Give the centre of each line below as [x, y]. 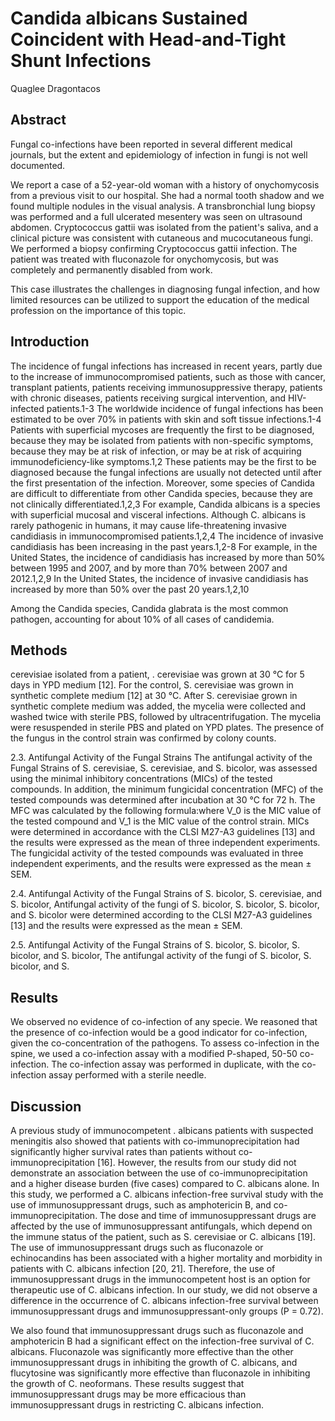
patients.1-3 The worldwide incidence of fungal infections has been [185, 408]
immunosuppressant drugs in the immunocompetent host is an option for [160, 1279]
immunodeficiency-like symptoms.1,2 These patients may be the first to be [163, 461]
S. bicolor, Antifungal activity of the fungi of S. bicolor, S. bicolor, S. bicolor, [165, 904]
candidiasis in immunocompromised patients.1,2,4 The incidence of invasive [167, 536]
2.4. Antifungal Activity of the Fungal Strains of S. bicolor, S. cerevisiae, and [166, 894]
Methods [39, 650]
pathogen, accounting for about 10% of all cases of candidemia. [142, 619]
